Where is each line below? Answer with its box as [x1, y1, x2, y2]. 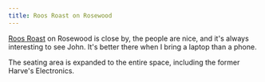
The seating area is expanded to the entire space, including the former [8, 57, 240, 67]
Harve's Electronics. [8, 65, 74, 76]
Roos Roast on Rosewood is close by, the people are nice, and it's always [8, 33, 249, 43]
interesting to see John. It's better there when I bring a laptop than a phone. [8, 41, 257, 52]
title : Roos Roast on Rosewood [8, 11, 113, 20]
